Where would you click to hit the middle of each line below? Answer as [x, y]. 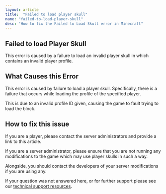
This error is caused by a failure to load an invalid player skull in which [77, 56]
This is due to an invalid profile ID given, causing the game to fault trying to [82, 103]
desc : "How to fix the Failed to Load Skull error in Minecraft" [74, 24]
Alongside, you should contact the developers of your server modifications [82, 166]
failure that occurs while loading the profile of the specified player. [73, 94]
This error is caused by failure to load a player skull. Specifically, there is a [81, 88]
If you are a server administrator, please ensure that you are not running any [83, 151]
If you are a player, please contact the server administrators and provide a [81, 136]
